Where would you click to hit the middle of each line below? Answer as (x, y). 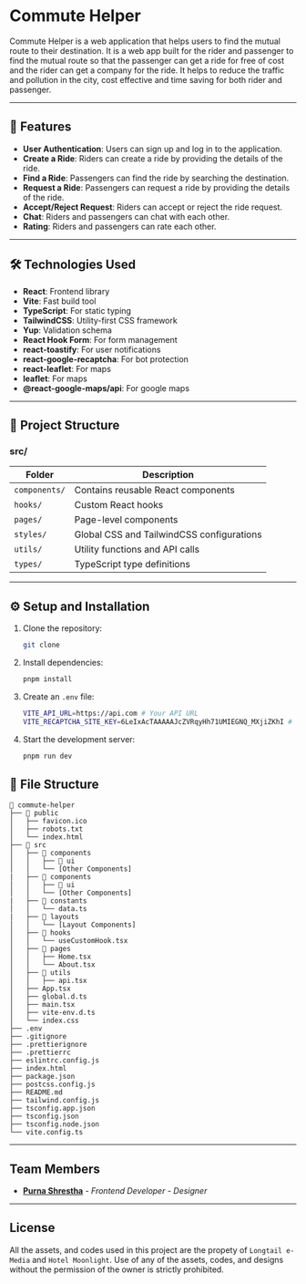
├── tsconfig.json (44, 1117)
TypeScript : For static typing (77, 310)
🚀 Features (41, 127)
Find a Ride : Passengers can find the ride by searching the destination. (156, 178)
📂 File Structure (54, 784)
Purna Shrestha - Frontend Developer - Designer (115, 1191)
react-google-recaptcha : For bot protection (106, 359)
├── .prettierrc (40, 1053)
